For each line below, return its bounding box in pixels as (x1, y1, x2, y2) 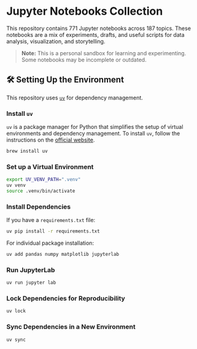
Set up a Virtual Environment (6, 163, 94, 171)
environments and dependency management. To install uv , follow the (6, 130, 180, 137)
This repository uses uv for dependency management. (6, 94, 143, 101)
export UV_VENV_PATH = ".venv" (6, 177, 81, 183)
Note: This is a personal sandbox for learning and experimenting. (21, 49, 187, 56)
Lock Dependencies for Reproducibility (6, 294, 126, 302)
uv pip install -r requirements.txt (6, 228, 100, 234)
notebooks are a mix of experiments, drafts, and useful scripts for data (6, 31, 185, 38)
